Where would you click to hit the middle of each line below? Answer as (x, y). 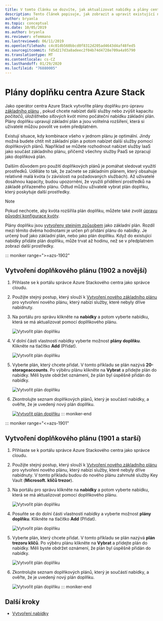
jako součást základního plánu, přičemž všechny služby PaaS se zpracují (78, 151)
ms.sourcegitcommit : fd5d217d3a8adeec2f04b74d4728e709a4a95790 (70, 50)
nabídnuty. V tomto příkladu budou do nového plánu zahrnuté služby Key (85, 475)
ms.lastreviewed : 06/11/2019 (34, 41)
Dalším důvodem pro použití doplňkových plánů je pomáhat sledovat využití (81, 166)
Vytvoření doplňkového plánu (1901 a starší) (73, 438)
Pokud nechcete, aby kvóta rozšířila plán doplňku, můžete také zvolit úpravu (81, 211)
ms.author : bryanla (25, 32)
